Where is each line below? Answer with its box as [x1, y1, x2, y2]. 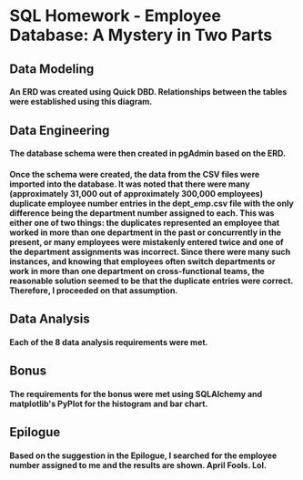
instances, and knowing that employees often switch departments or [9, 256, 276, 267]
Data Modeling [9, 61, 95, 77]
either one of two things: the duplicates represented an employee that [9, 217, 280, 228]
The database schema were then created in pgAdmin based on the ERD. [9, 148, 287, 159]
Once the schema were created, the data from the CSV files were [9, 169, 260, 179]
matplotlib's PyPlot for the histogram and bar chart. [9, 398, 208, 409]
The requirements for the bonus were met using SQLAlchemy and [9, 388, 263, 399]
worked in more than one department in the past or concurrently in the [9, 227, 282, 238]
